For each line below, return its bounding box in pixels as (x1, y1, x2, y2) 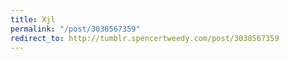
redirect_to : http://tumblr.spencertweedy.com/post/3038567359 (10, 33, 280, 43)
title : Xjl (10, 14, 56, 25)
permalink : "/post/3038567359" (10, 24, 141, 34)
